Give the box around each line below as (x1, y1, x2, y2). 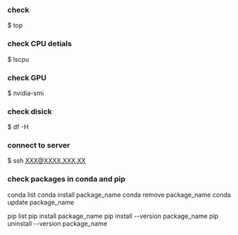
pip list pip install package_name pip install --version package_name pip (7, 212, 219, 220)
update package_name (7, 197, 75, 207)
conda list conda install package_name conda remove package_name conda (7, 190, 231, 199)
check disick (7, 106, 53, 116)
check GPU (7, 72, 47, 82)
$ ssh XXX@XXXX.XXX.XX (7, 156, 87, 165)
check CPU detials (7, 39, 72, 49)
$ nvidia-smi (7, 89, 44, 97)
